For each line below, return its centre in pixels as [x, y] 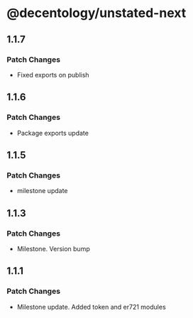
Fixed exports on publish [53, 75]
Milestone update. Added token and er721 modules [91, 307]
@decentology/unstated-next [96, 13]
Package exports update [53, 133]
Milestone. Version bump [53, 248]
